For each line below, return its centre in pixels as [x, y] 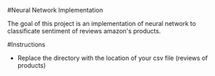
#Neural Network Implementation [55, 10]
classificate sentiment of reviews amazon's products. [84, 31]
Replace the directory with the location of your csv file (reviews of [112, 58]
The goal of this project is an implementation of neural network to [102, 23]
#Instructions [26, 44]
